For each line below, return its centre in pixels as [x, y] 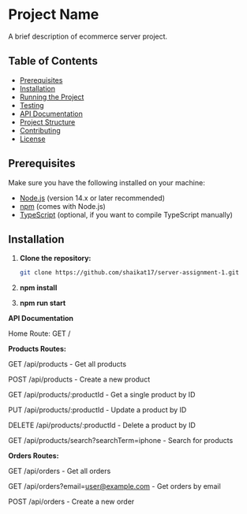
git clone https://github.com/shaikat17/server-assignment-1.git [129, 273]
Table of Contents [53, 61]
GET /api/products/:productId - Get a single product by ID [102, 395]
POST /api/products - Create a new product [79, 379]
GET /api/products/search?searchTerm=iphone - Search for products [121, 441]
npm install [38, 288]
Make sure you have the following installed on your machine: [107, 182]
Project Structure [47, 122]
